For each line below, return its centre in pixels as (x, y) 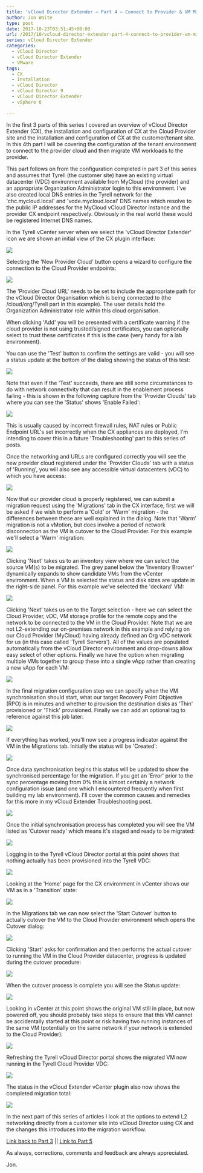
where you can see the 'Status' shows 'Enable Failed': (73, 402)
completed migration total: (39, 1093)
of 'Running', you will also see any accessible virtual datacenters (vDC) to (98, 469)
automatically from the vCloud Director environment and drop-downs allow (99, 648)
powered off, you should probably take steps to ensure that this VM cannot (99, 1015)
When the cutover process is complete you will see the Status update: (93, 985)
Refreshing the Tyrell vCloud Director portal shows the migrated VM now (97, 1057)
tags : (13, 68)
